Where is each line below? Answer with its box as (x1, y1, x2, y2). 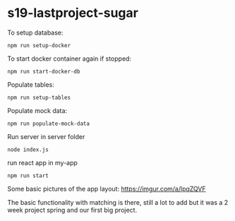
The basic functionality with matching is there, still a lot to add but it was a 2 (7, 198, 229, 206)
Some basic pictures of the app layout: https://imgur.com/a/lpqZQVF (7, 184, 206, 193)
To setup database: (7, 28, 64, 37)
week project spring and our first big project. (7, 205, 138, 214)
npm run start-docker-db (7, 68, 80, 75)
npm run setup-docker (7, 42, 71, 49)
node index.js (7, 146, 49, 153)
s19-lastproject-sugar (7, 5, 139, 21)
